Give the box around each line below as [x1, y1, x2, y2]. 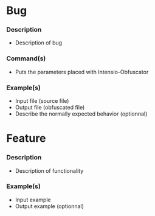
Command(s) [6, 54, 46, 63]
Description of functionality [15, 167, 84, 174]
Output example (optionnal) [15, 202, 84, 210]
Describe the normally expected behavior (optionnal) [15, 110, 148, 117]
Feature [6, 131, 46, 145]
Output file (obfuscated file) [15, 104, 85, 111]
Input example [15, 196, 51, 203]
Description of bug [15, 39, 63, 46]
